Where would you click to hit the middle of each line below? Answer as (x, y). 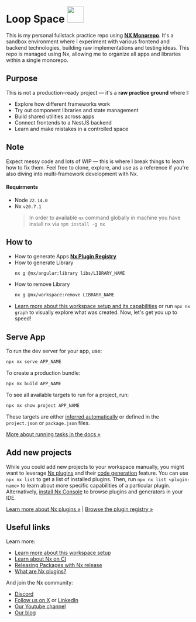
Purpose (22, 79)
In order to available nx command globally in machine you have (105, 217)
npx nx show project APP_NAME (43, 405)
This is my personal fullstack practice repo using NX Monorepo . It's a (90, 35)
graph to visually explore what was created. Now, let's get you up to (96, 312)
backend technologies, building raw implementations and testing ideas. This (98, 47)
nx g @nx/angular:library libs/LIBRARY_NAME (70, 273)
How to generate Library (44, 262)
